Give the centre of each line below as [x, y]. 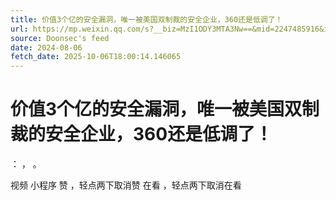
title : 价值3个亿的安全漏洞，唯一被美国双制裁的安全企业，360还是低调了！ [146, 19]
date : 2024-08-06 [46, 47]
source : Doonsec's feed [60, 38]
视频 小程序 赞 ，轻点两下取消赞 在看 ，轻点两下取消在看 [126, 185]
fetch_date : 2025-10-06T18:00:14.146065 [96, 57]
